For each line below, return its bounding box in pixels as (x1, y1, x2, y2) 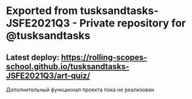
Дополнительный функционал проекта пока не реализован (6, 86, 155, 93)
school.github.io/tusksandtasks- (6, 62, 130, 71)
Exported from (6, 4, 78, 18)
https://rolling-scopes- (61, 52, 148, 62)
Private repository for (79, 16, 186, 30)
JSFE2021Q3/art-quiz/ (6, 70, 91, 80)
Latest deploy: (6, 52, 60, 62)
